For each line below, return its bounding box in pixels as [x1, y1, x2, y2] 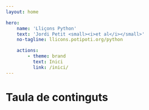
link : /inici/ [32, 64, 69, 70]
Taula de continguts [5, 90, 108, 104]
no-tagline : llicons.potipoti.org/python [16, 37, 123, 43]
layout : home [5, 8, 39, 15]
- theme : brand [27, 53, 66, 59]
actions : [16, 48, 39, 54]
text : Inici [32, 59, 63, 65]
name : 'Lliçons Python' [16, 25, 77, 31]
